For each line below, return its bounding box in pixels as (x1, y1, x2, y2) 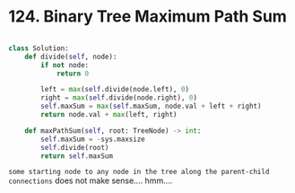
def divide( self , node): (24, 52, 117, 61)
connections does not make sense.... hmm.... (8, 175, 173, 186)
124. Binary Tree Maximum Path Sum (8, 6, 288, 27)
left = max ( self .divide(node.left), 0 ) (40, 85, 190, 94)
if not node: (40, 60, 90, 69)
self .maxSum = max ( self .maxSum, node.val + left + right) (40, 101, 262, 111)
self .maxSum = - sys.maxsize (40, 135, 145, 144)
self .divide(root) (40, 143, 109, 152)
